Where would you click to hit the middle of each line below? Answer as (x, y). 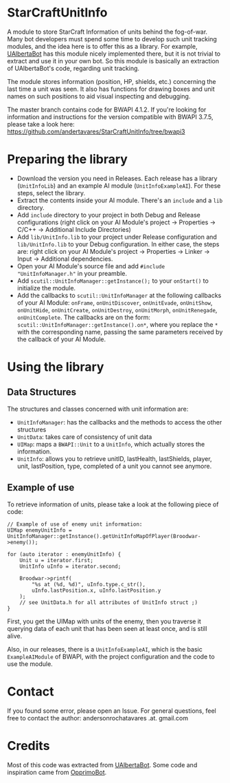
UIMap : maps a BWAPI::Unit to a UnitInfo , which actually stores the (111, 444)
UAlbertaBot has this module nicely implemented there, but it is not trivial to (114, 54)
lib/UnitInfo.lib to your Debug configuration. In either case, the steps (118, 244)
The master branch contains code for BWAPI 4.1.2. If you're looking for (107, 109)
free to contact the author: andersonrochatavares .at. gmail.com (98, 718)
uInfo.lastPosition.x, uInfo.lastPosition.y (96, 590)
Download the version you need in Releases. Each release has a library (117, 178)
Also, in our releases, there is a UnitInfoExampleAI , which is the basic (105, 649)
